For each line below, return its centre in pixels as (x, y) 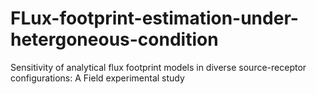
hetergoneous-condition (114, 39)
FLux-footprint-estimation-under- (154, 18)
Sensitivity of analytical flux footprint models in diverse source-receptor (158, 67)
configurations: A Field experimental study (97, 78)
